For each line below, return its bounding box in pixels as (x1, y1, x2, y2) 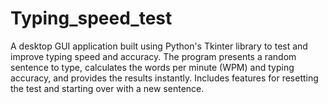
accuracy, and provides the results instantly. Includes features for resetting (10, 72, 319, 84)
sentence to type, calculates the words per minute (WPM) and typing (10, 61, 295, 73)
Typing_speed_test (10, 7, 173, 30)
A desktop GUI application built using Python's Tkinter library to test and (10, 40, 308, 52)
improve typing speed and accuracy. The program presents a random (10, 50, 297, 62)
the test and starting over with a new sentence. (10, 82, 205, 94)
